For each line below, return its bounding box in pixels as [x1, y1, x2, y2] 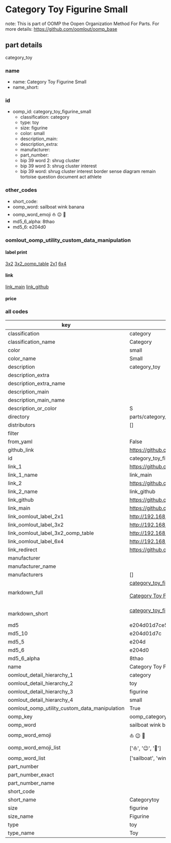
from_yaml [8, 438, 33, 445]
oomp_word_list [8, 755, 46, 762]
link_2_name [8, 487, 38, 495]
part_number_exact [8, 771, 54, 778]
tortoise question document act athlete [20, 174, 102, 180]
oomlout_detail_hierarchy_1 [8, 671, 73, 678]
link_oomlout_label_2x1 [8, 513, 64, 520]
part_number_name [8, 779, 54, 786]
